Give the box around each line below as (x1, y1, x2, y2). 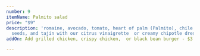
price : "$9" (6, 19, 36, 25)
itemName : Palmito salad (6, 14, 68, 20)
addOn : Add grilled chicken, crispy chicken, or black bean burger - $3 (6, 36, 193, 42)
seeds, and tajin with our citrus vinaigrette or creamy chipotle (11, 31, 183, 37)
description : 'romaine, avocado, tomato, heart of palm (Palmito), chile (6, 25, 193, 31)
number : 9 (6, 8, 31, 15)
